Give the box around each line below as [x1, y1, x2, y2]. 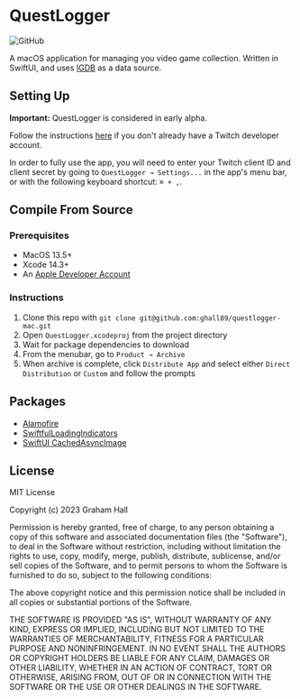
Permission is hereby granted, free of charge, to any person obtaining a [9, 522, 275, 533]
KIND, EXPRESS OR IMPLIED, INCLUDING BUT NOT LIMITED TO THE [9, 624, 265, 635]
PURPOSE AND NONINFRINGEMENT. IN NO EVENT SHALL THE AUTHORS [9, 643, 286, 654]
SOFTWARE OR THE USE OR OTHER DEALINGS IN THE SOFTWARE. [9, 682, 262, 693]
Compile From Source [9, 202, 133, 217]
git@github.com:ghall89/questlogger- [139, 313, 281, 323]
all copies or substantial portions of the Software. [9, 597, 192, 608]
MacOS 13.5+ [22, 250, 73, 261]
